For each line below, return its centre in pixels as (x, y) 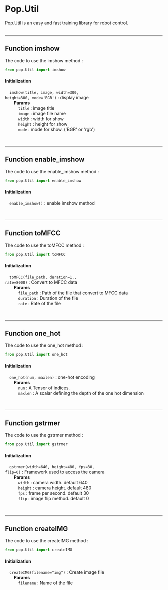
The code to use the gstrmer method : (44, 435)
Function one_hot (33, 334)
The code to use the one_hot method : (44, 345)
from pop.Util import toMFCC (35, 254)
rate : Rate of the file (40, 303)
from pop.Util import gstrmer (37, 444)
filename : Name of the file (46, 583)
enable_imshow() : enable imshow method (52, 203)
